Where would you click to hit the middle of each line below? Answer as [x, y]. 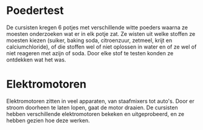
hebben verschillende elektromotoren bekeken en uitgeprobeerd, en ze [95, 114]
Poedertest [35, 11]
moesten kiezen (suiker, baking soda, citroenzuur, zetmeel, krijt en [89, 40]
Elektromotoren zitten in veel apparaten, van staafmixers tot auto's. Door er [100, 101]
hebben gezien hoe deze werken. [48, 120]
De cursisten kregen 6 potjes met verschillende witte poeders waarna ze [97, 27]
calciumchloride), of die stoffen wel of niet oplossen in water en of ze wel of [101, 47]
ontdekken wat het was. [36, 60]
